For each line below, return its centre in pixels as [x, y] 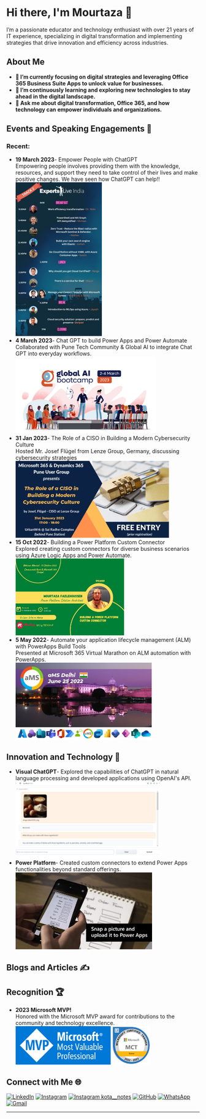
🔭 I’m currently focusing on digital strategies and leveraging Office [102, 77]
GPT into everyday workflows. [53, 354]
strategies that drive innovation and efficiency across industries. [87, 42]
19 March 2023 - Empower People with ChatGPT [76, 160]
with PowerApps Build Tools [50, 646]
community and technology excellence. [65, 1023]
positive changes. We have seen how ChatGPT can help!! [88, 179]
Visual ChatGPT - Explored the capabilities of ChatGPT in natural [97, 772]
